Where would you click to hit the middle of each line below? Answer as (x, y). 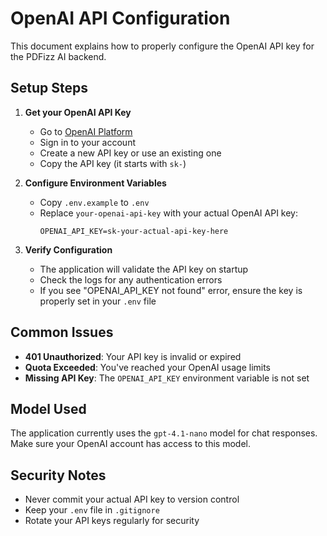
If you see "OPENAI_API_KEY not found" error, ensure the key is (171, 290)
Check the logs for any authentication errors (131, 279)
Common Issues (62, 332)
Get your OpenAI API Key (78, 112)
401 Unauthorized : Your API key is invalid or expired (133, 356)
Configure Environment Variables (95, 183)
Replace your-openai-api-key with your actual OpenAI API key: (169, 213)
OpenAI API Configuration (120, 18)
